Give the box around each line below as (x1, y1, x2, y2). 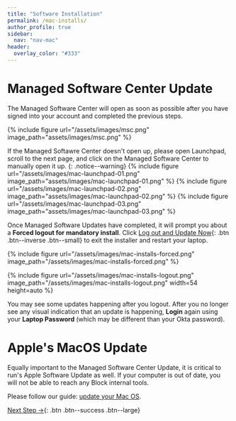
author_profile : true (7, 23, 72, 31)
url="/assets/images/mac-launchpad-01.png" (7, 169, 140, 177)
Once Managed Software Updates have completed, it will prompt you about (7, 221, 227, 229)
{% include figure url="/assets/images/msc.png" (7, 125, 150, 133)
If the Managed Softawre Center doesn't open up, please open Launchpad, (7, 146, 227, 155)
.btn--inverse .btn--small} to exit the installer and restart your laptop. (7, 236, 208, 244)
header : (7, 43, 30, 50)
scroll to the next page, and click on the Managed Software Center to (7, 154, 209, 163)
